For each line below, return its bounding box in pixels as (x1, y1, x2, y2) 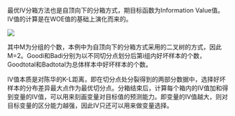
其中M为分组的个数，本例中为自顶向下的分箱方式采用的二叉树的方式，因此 (7, 43, 222, 51)
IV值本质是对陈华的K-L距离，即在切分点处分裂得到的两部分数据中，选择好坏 (7, 75, 226, 83)
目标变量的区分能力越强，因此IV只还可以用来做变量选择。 (7, 101, 173, 110)
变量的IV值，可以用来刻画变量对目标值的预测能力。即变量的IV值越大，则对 (13, 93, 228, 101)
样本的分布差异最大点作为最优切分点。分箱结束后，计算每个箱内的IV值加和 (7, 84, 222, 92)
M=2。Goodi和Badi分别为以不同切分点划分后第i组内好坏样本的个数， (7, 52, 206, 59)
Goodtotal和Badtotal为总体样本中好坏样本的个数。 (7, 60, 152, 68)
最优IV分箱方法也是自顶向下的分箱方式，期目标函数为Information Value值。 (7, 6, 224, 14)
